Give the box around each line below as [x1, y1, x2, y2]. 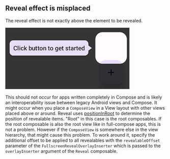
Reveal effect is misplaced [5, 4, 91, 13]
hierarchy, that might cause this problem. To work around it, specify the [5, 132, 155, 138]
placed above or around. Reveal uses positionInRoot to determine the [5, 110, 150, 116]
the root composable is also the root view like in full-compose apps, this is [5, 121, 161, 127]
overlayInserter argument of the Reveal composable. [5, 148, 118, 154]
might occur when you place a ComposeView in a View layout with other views [5, 105, 165, 111]
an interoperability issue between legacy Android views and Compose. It [5, 99, 157, 106]
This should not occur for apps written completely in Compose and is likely [5, 94, 162, 100]
